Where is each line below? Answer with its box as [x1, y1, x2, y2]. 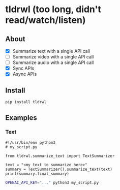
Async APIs [12, 71, 37, 77]
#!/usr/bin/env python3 [5, 140, 56, 145]
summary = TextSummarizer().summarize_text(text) [5, 167, 113, 172]
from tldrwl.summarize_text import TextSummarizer [5, 153, 115, 159]
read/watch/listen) [5, 14, 86, 26]
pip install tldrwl [5, 100, 47, 105]
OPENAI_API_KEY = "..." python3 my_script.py [5, 180, 99, 185]
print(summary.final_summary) [5, 171, 70, 176]
